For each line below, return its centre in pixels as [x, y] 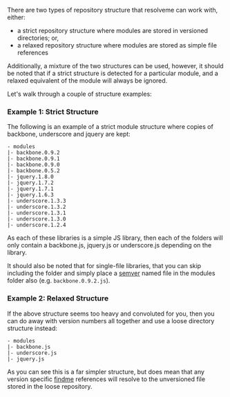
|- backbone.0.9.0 [33, 165]
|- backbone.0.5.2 [33, 171]
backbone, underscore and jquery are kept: [69, 134]
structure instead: [32, 328]
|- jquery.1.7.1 [30, 189]
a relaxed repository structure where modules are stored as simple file [117, 45]
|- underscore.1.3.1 [37, 213]
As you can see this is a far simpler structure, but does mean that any [106, 371]
